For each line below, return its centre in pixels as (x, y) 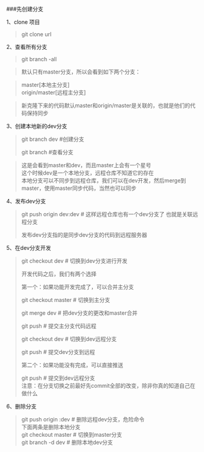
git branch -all (39, 59)
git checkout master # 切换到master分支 (71, 435)
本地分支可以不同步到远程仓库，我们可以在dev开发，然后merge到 (104, 180)
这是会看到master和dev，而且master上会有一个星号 (86, 165)
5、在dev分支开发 (29, 248)
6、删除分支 (21, 406)
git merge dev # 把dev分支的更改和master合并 (79, 313)
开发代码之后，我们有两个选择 (59, 274)
